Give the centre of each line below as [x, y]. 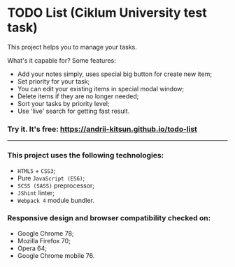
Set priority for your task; [54, 81]
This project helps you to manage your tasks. [72, 47]
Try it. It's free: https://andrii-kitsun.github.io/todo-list [102, 129]
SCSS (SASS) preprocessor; [56, 185]
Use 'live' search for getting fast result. [73, 111]
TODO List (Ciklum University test [107, 13]
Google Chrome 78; [46, 233]
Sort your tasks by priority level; [63, 103]
